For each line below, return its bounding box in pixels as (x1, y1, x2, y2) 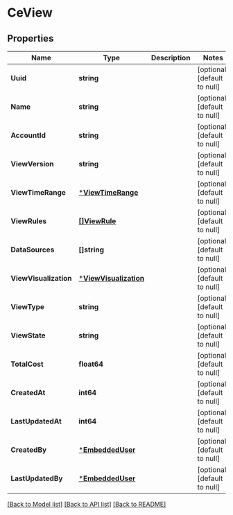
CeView (7, 5, 53, 21)
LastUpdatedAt (10, 417, 62, 426)
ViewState (10, 331, 46, 340)
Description (150, 53, 191, 62)
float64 (78, 359, 104, 369)
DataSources (10, 245, 55, 254)
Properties (7, 33, 54, 44)
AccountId (10, 130, 46, 140)
